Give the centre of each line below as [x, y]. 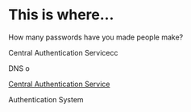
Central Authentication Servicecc [63, 52]
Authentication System [46, 99]
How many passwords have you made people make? [96, 37]
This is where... [61, 15]
